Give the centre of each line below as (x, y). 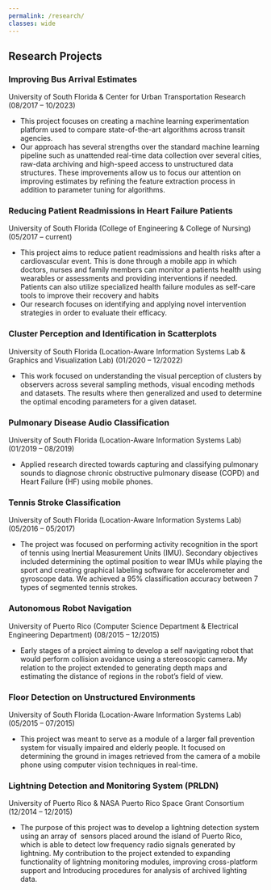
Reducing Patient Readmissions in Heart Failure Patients (121, 211)
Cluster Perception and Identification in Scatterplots (113, 334)
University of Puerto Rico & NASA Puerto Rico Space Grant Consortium (126, 803)
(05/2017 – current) (40, 237)
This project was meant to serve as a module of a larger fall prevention (138, 739)
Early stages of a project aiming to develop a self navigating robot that (137, 650)
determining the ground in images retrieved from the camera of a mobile (140, 756)
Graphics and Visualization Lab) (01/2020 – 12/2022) (96, 360)
